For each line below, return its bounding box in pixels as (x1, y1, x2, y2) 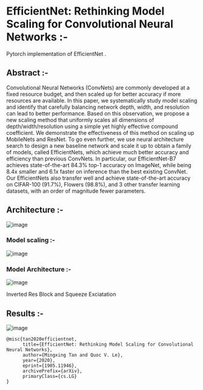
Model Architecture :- (6, 265, 72, 273)
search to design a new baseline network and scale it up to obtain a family (6, 142, 192, 149)
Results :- (6, 308, 44, 318)
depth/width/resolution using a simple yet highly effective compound (6, 123, 178, 130)
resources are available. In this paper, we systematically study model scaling (6, 97, 198, 104)
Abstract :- (6, 68, 48, 78)
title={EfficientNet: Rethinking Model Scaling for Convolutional (22, 341, 194, 347)
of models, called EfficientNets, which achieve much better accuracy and (6, 148, 189, 156)
